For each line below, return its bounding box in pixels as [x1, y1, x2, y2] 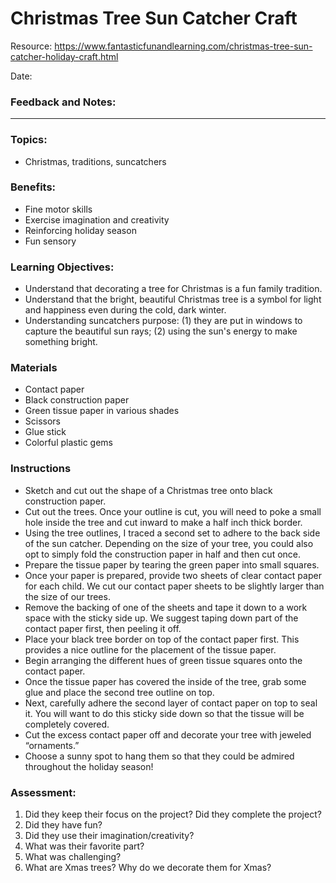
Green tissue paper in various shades [24, 405, 180, 417]
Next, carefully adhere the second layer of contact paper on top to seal [24, 697, 318, 709]
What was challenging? [24, 851, 122, 863]
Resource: [10, 40, 53, 52]
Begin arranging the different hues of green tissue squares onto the [24, 654, 303, 666]
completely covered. [24, 718, 110, 730]
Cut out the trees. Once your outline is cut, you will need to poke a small [24, 505, 322, 517]
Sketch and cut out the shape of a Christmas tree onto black [24, 484, 273, 496]
